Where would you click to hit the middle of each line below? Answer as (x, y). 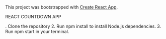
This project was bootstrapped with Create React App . (62, 7)
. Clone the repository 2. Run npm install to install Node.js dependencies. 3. (83, 26)
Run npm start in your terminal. (37, 31)
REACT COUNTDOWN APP (33, 17)
